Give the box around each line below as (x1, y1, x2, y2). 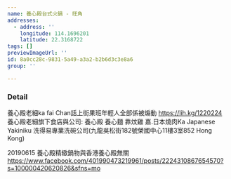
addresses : (7, 17, 39, 24)
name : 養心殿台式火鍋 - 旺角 (7, 10, 83, 18)
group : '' (7, 62, 37, 69)
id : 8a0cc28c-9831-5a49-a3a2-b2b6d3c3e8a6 (7, 56, 133, 63)
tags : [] (7, 43, 33, 50)
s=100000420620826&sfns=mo (7, 164, 101, 172)
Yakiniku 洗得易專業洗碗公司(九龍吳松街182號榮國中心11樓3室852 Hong (7, 126, 213, 134)
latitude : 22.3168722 (20, 37, 83, 44)
